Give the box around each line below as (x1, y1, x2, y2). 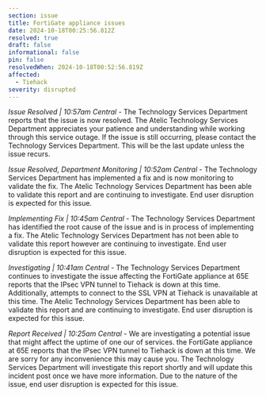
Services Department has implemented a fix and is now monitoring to (8, 173, 234, 183)
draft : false (8, 41, 51, 49)
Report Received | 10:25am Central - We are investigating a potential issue (8, 329, 251, 338)
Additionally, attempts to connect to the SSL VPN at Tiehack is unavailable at (8, 288, 258, 298)
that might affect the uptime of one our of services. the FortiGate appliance (8, 337, 253, 347)
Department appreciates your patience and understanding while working (8, 124, 245, 133)
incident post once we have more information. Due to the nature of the (8, 371, 237, 381)
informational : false (8, 48, 80, 56)
